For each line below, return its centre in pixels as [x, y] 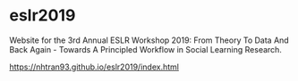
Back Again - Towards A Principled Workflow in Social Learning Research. [145, 49]
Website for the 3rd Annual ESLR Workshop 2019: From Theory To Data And [149, 40]
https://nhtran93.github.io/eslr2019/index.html [94, 67]
